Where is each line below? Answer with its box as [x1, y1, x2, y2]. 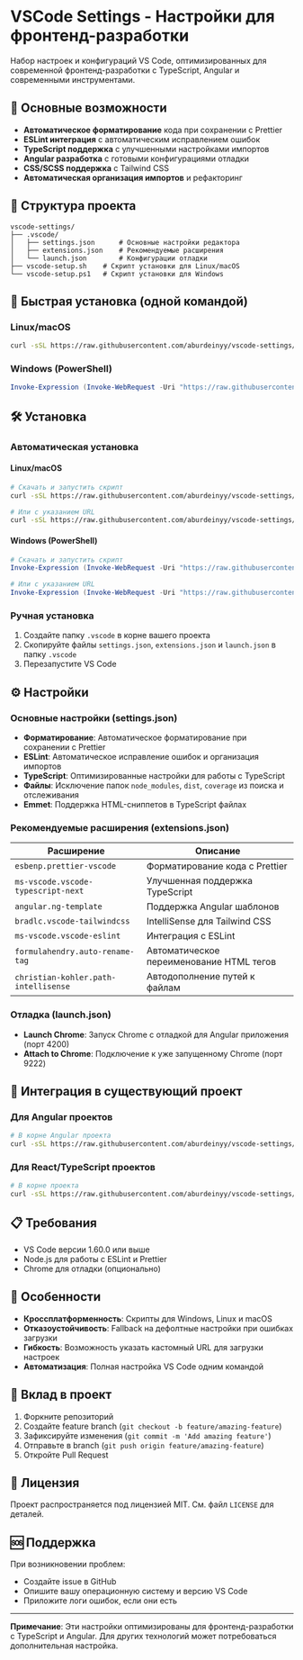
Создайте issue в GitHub [22, 1576, 117, 1587]
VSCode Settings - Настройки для [10, 6, 275, 27]
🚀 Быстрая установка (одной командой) [10, 293, 248, 309]
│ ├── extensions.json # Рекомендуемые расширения [10, 246, 224, 255]
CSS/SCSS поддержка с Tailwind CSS [22, 162, 170, 173]
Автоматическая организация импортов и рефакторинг [22, 172, 244, 183]
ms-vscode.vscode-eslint [14, 931, 121, 942]
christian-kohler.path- [14, 972, 117, 983]
